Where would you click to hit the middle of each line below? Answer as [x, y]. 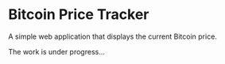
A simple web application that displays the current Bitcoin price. [112, 36]
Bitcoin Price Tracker [79, 15]
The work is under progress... [57, 51]
